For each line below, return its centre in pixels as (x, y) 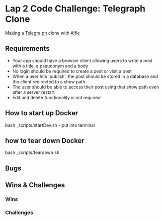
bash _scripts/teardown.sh (32, 152)
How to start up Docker (42, 113)
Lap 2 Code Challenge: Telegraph (75, 9)
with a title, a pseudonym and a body (50, 66)
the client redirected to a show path (49, 81)
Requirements (27, 48)
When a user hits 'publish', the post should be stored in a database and (85, 76)
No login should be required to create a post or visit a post (72, 71)
